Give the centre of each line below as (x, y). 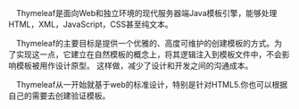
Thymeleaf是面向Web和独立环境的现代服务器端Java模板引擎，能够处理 (147, 13)
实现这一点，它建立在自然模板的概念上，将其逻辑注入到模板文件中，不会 (149, 54)
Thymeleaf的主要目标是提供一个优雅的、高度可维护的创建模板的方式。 (145, 43)
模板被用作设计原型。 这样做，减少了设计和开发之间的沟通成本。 (134, 66)
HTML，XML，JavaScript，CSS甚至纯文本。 (91, 24)
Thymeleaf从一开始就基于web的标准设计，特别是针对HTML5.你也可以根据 (152, 84)
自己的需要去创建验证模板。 (59, 96)
